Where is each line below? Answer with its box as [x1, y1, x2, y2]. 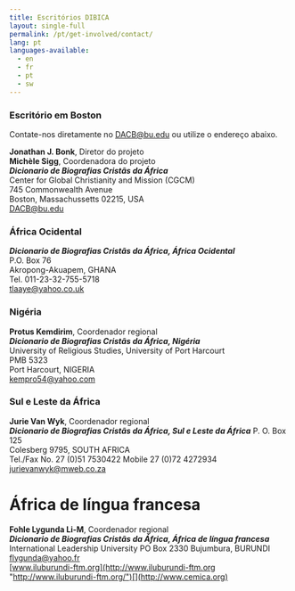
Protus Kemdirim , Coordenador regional [9, 326, 158, 337]
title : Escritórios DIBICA [9, 12, 110, 22]
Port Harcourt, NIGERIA [9, 364, 95, 374]
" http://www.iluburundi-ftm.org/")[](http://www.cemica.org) [9, 571, 229, 582]
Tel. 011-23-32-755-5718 [9, 274, 100, 285]
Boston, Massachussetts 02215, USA [9, 193, 144, 204]
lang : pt [9, 37, 42, 47]
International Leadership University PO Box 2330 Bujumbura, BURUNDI [9, 543, 271, 554]
